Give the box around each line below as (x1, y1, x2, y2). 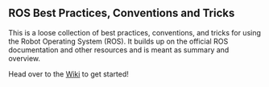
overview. (8, 53, 40, 63)
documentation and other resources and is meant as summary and (8, 44, 230, 55)
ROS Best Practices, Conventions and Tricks (8, 6, 235, 20)
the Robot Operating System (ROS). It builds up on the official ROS (8, 36, 229, 46)
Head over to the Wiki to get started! (8, 68, 129, 79)
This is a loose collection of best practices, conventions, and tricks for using (8, 27, 262, 37)
